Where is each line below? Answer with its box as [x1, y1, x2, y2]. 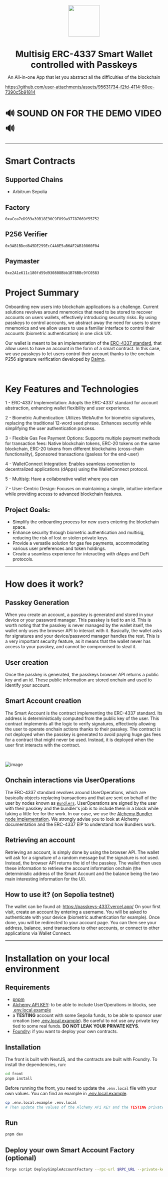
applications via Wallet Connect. [5, 930, 71, 936]
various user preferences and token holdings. [12, 545, 106, 551]
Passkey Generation [5, 598, 69, 607]
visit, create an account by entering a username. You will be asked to [5, 909, 147, 915]
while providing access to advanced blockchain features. [5, 491, 122, 497]
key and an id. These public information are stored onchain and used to [5, 677, 152, 683]
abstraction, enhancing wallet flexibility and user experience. [5, 405, 131, 411]
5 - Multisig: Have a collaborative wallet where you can [5, 476, 118, 482]
